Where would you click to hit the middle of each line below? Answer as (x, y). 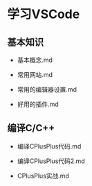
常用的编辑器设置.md (47, 90)
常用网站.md (35, 75)
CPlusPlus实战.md (43, 176)
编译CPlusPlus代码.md (49, 146)
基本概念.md (35, 60)
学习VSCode (44, 14)
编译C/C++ (31, 128)
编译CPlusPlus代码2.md (51, 161)
